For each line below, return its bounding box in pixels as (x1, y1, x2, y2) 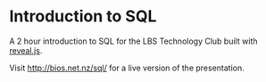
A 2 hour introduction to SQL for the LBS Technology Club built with (9, 36, 258, 46)
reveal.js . (9, 45, 43, 55)
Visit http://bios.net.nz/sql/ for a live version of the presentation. (9, 62, 245, 73)
